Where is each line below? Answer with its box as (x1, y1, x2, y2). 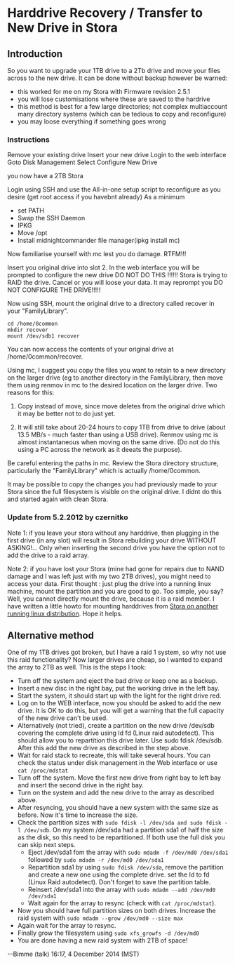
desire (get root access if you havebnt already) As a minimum (7, 193, 185, 201)
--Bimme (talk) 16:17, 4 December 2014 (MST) (7, 950, 140, 959)
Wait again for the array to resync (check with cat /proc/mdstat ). (27, 899, 216, 907)
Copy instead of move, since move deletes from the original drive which (17, 402, 226, 411)
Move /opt (17, 229, 48, 237)
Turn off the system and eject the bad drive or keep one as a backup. (17, 677, 218, 685)
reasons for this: (7, 388, 55, 397)
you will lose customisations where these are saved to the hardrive (17, 95, 210, 103)
